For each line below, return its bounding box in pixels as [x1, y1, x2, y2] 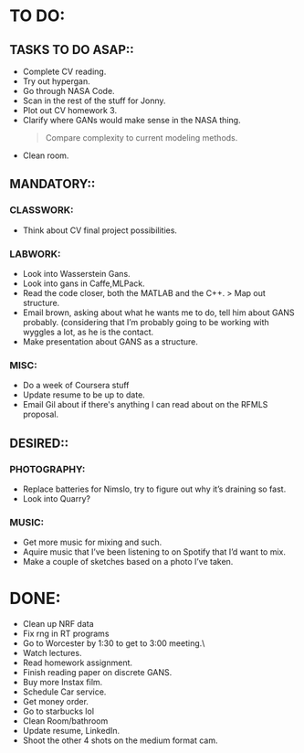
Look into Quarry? [22, 493, 91, 504]
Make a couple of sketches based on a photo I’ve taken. [22, 557, 234, 567]
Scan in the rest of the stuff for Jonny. [22, 95, 166, 106]
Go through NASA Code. [22, 86, 116, 96]
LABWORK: [9, 248, 61, 260]
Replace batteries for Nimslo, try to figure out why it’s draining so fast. [22, 483, 287, 494]
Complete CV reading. [22, 66, 107, 77]
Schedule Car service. [22, 686, 107, 697]
